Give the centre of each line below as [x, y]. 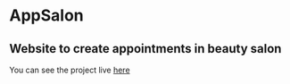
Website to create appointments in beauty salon [145, 49]
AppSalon [46, 16]
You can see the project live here [70, 70]
